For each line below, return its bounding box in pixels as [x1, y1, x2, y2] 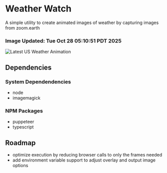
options [12, 162, 29, 168]
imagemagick [12, 94, 41, 100]
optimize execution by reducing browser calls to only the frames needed [12, 152, 162, 158]
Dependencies [5, 63, 52, 71]
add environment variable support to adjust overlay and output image [12, 157, 156, 163]
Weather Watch [5, 3, 72, 14]
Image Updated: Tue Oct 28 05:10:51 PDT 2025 [5, 37, 122, 44]
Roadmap [5, 138, 36, 147]
